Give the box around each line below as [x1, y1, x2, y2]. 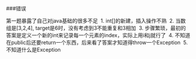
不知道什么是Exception [6, 46, 61, 53]
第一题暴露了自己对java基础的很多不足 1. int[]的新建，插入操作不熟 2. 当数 [6, 17, 186, 24]
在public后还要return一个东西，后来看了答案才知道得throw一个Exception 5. [6, 39, 188, 46]
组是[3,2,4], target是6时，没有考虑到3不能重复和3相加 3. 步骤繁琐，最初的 [6, 25, 186, 31]
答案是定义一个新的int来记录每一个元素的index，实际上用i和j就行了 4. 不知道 [6, 32, 191, 39]
